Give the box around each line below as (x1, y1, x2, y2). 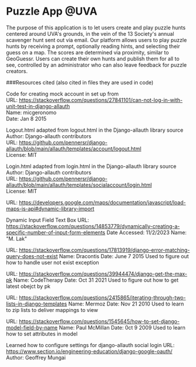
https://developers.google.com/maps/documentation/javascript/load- (19, 198, 186, 206)
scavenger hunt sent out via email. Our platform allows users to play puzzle (6, 36, 187, 43)
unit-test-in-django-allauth (6, 102, 70, 109)
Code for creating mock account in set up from (6, 90, 119, 97)
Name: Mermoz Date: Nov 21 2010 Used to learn (68, 300, 184, 307)
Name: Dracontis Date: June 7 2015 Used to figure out (59, 252, 189, 259)
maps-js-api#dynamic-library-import (6, 205, 94, 212)
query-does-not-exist (6, 252, 58, 259)
